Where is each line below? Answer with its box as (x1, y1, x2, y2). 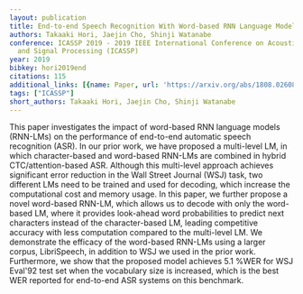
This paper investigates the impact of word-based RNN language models (9, 122, 281, 133)
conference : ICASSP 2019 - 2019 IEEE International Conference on (9, 38, 264, 48)
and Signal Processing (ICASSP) (17, 47, 140, 56)
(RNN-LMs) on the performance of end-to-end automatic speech (9, 132, 252, 142)
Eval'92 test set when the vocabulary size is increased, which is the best (9, 265, 280, 276)
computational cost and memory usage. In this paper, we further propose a (9, 188, 289, 199)
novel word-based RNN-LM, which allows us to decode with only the (9, 198, 265, 209)
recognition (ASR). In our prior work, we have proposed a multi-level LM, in (9, 141, 288, 152)
